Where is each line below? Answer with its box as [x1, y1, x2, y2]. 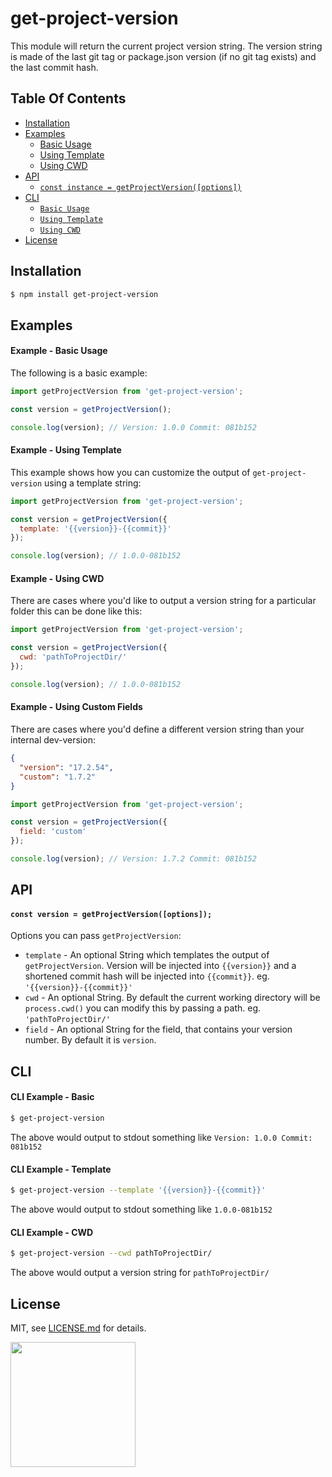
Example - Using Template [10, 444, 122, 456]
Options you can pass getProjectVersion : [10, 930, 182, 942]
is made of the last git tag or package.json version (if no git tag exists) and [10, 50, 317, 62]
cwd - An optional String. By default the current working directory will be [24, 992, 321, 1004]
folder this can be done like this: [10, 605, 143, 617]
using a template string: [44, 477, 142, 489]
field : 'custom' [19, 827, 87, 837]
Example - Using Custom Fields [10, 701, 143, 713]
